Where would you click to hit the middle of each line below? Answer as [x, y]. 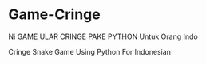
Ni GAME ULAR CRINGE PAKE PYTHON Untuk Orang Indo [103, 36]
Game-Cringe [55, 15]
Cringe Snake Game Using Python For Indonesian [90, 51]
